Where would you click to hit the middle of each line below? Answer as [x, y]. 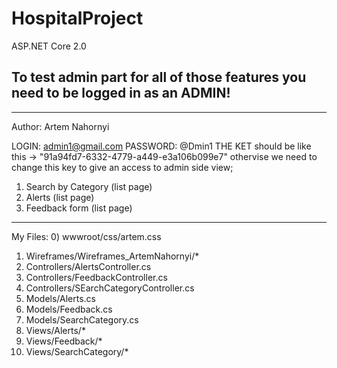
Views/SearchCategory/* [77, 351]
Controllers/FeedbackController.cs [96, 277]
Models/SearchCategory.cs [82, 319]
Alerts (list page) [60, 197]
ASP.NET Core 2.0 [49, 46]
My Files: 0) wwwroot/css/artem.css [86, 236]
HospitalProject [77, 18]
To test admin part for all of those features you [159, 77]
